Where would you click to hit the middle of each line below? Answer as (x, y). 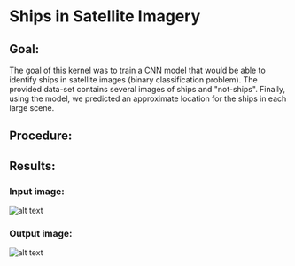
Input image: (37, 191)
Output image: (41, 234)
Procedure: (41, 136)
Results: (32, 166)
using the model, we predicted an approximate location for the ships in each (148, 98)
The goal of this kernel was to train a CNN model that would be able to (137, 70)
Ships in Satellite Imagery (105, 16)
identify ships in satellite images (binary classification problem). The (134, 80)
